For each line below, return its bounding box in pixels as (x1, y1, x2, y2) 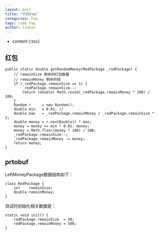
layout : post (5, 7, 31, 12)
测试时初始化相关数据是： (5, 203, 56, 209)
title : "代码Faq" (5, 12, 39, 16)
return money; (14, 141, 42, 145)
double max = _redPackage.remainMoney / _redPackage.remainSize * (14, 111, 155, 116)
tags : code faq (5, 20, 36, 26)
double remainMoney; (14, 189, 55, 194)
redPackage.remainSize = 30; (14, 217, 75, 222)
